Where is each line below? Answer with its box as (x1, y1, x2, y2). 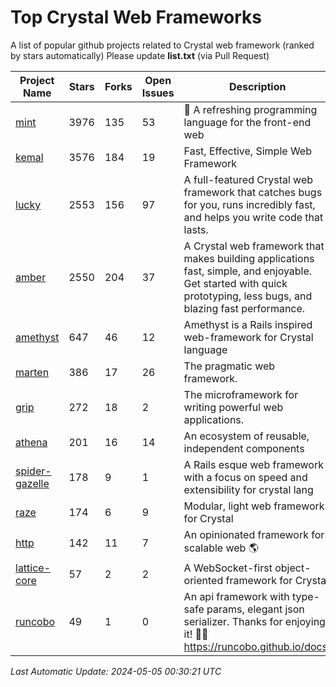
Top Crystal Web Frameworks (10, 6, 262, 29)
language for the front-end (183, 115, 312, 129)
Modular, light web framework (183, 499, 325, 513)
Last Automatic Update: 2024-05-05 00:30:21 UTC (10, 665, 222, 677)
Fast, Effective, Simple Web (183, 144, 312, 158)
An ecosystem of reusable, (183, 429, 310, 443)
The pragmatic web (183, 359, 276, 373)
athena (15, 435, 48, 449)
